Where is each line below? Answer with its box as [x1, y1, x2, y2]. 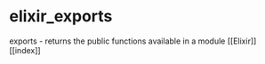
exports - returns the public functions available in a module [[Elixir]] [9, 36, 257, 46]
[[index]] [9, 44, 42, 55]
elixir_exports [9, 6, 113, 27]
